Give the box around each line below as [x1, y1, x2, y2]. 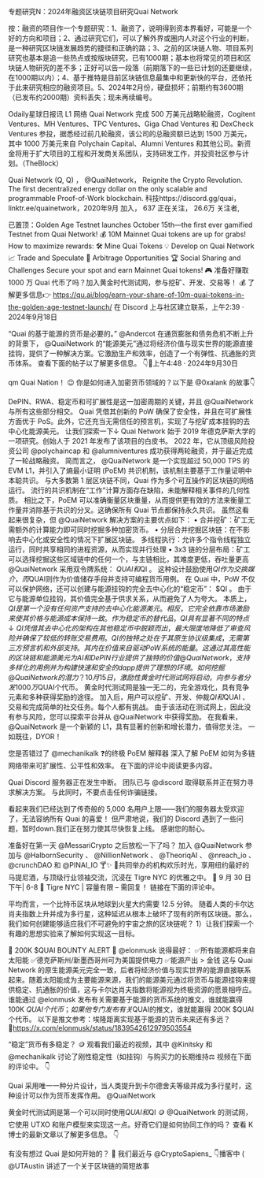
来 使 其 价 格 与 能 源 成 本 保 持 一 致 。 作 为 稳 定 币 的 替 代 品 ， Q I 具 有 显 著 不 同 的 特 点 [8, 614, 250, 622]
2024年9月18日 [8, 312, 57, 321]
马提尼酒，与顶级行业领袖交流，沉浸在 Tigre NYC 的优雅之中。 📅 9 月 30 [8, 873, 243, 882]
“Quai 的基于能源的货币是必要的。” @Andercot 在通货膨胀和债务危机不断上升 [8, 329, 254, 338]
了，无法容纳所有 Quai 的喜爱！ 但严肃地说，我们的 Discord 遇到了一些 [8, 814, 237, 823]
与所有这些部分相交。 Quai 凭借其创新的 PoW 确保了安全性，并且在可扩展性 [8, 407, 253, 416]
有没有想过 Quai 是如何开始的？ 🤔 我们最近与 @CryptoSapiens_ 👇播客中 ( [8, 1149, 245, 1158]
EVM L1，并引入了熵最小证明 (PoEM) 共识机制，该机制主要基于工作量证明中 [8, 466, 253, 475]
